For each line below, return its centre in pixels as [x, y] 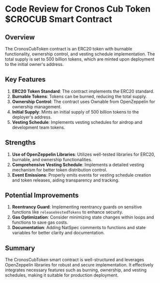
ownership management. [37, 107]
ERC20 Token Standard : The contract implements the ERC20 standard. [83, 91]
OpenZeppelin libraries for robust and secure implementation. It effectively [79, 265]
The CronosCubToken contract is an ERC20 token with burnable [69, 49]
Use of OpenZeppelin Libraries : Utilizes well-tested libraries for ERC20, [84, 154]
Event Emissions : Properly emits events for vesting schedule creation [81, 175]
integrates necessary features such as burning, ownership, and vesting [76, 270]
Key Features [25, 79]
